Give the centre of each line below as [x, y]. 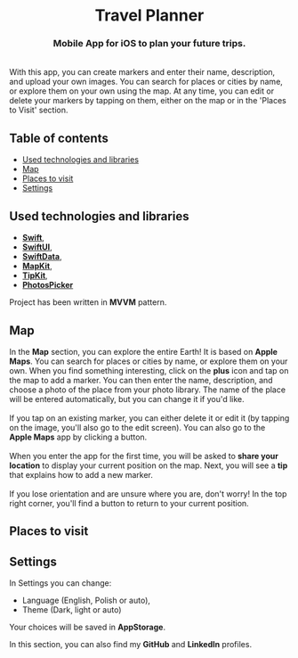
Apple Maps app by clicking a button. [78, 437]
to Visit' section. [39, 110]
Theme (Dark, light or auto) [72, 610]
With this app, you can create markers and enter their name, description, [142, 72]
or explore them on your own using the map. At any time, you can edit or [141, 91]
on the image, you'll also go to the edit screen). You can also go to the [137, 427]
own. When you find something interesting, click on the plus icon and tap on [149, 370]
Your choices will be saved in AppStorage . [88, 627]
